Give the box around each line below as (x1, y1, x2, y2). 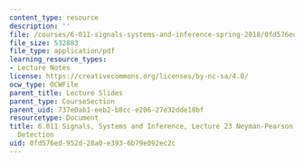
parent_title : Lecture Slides (9, 88, 124, 97)
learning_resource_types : (9, 55, 107, 64)
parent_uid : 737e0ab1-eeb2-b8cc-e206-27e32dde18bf (9, 105, 204, 114)
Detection (17, 130, 54, 139)
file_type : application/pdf (9, 47, 116, 56)
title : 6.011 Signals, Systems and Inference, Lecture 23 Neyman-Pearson (9, 122, 294, 131)
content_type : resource (9, 13, 100, 22)
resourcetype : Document (9, 113, 100, 122)
